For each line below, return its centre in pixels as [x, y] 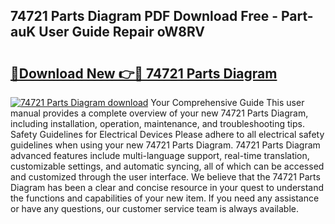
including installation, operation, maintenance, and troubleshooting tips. [157, 123]
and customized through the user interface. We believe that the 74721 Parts [165, 177]
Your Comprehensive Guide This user [227, 102]
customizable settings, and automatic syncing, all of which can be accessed [167, 166]
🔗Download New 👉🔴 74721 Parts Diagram [144, 73]
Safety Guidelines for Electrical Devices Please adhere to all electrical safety [167, 134]
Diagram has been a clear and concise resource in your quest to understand [167, 187]
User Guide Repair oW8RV [122, 32]
